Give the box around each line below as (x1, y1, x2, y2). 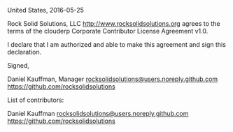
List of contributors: (7, 96, 64, 104)
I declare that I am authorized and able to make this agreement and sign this (7, 41, 226, 48)
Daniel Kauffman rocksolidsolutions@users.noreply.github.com (7, 110, 189, 117)
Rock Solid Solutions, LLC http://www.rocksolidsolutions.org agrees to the (7, 20, 220, 27)
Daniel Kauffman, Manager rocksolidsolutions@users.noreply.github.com (7, 75, 218, 83)
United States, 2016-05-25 (7, 6, 84, 14)
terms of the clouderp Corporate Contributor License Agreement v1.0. (7, 27, 209, 35)
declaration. (7, 48, 42, 56)
